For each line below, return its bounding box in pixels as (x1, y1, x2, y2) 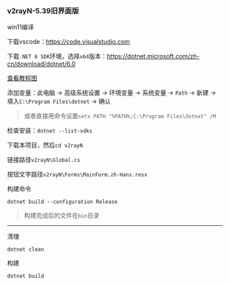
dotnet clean (7, 246, 44, 253)
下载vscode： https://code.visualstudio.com (7, 38, 130, 46)
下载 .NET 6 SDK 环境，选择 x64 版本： (7, 52, 107, 60)
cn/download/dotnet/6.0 (7, 60, 76, 68)
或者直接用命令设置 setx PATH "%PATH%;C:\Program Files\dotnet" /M (23, 112, 216, 120)
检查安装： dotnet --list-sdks (7, 126, 92, 135)
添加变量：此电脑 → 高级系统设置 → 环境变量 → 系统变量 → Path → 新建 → (7, 89, 217, 97)
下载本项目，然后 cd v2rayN (7, 141, 84, 149)
